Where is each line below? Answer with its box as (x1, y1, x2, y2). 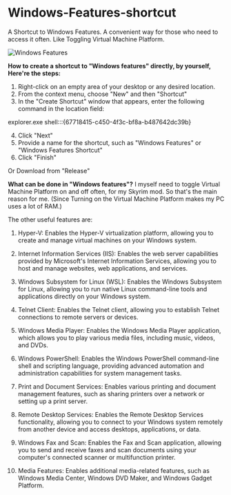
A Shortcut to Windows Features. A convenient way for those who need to (8, 28, 219, 36)
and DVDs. (17, 340, 49, 349)
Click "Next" (17, 131, 54, 139)
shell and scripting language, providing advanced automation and (17, 361, 204, 370)
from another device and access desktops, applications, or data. (17, 425, 201, 433)
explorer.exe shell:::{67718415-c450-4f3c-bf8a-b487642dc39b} (8, 117, 192, 126)
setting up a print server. (17, 397, 88, 405)
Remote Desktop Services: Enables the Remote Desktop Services (17, 410, 204, 418)
